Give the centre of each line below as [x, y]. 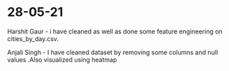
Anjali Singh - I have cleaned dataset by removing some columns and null [113, 52]
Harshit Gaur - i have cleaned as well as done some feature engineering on [115, 31]
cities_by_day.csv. [33, 38]
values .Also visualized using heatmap [62, 59]
